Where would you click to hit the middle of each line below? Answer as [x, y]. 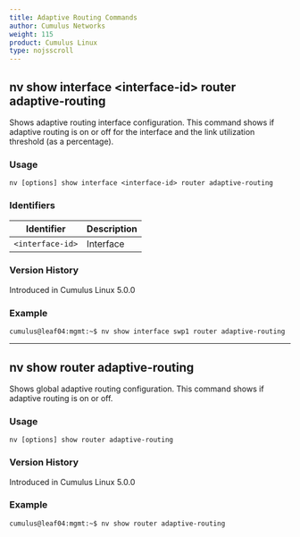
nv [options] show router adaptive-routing [92, 440]
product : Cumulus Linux [54, 42]
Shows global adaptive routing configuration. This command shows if [137, 389]
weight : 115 [31, 34]
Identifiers [32, 206]
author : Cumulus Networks [57, 26]
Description [112, 229]
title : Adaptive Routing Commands [74, 17]
